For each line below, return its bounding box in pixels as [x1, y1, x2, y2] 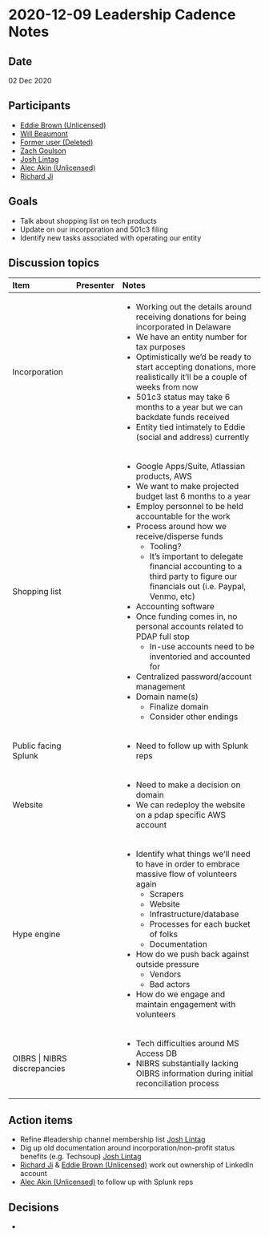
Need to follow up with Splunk [135, 740, 249, 751]
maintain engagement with [135, 999, 236, 1010]
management [135, 681, 186, 693]
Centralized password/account [135, 671, 252, 682]
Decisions [8, 1200, 59, 1214]
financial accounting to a [149, 561, 243, 572]
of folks [149, 928, 179, 940]
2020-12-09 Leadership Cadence [8, 6, 236, 24]
